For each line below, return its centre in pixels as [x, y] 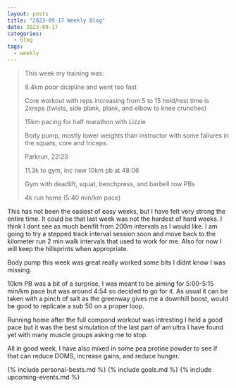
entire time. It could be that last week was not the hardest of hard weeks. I [115, 219]
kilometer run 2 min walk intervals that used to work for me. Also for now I [114, 241]
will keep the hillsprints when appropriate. [68, 248]
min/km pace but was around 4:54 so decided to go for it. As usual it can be [118, 291]
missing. [19, 269]
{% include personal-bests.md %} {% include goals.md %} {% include [110, 369]
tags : [15, 47]
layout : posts [28, 14]
